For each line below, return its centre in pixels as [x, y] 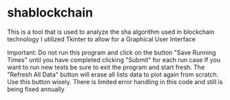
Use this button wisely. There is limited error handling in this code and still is [115, 81]
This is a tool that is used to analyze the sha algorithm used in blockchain [111, 32]
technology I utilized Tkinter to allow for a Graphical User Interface [102, 39]
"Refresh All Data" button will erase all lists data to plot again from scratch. [113, 74]
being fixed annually [36, 89]
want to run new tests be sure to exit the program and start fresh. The [106, 67]
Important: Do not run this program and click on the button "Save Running [112, 52]
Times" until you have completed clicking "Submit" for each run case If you [114, 59]
